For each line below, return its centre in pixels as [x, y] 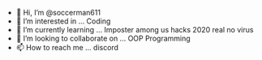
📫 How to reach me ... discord [67, 47]
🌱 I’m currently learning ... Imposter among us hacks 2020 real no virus [135, 30]
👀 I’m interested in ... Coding [63, 21]
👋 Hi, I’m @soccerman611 [58, 13]
